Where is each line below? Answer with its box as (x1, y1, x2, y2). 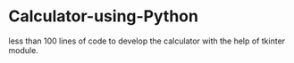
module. (8, 44, 39, 55)
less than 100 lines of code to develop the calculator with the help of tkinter (8, 35, 286, 46)
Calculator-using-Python (8, 6, 198, 27)
